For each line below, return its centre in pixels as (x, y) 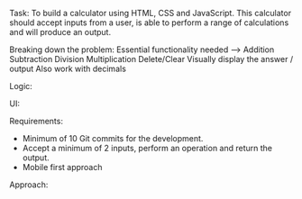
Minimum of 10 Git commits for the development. (113, 138)
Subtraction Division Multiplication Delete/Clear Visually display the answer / (151, 59)
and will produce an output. (60, 32)
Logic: (21, 86)
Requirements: (36, 121)
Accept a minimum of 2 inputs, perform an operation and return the (147, 148)
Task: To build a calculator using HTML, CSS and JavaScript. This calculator (150, 13)
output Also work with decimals (68, 68)
